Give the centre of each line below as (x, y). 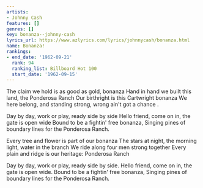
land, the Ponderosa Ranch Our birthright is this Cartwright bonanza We (97, 98)
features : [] (23, 23)
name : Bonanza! (26, 46)
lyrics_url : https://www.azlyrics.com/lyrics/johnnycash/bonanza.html (98, 40)
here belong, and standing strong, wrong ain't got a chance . (83, 105)
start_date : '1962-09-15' (45, 74)
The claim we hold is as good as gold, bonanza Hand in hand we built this (99, 91)
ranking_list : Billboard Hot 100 (54, 68)
